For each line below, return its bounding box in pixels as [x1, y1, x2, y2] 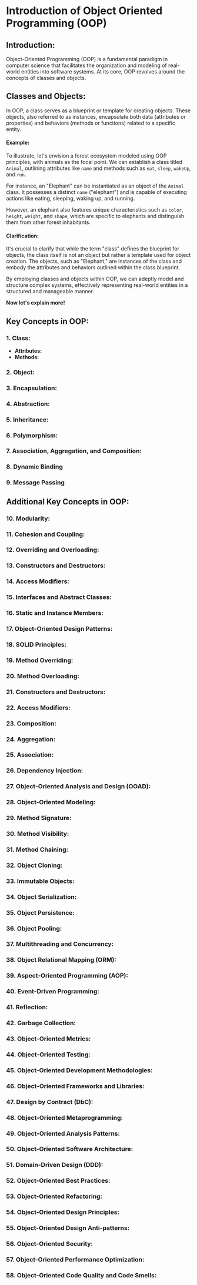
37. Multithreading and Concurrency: [6, 940, 114, 948]
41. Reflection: [6, 1003, 48, 1012]
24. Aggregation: [6, 735, 56, 743]
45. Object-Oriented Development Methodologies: [6, 1066, 153, 1074]
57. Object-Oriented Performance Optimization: [6, 1255, 145, 1263]
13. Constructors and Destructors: [6, 561, 106, 570]
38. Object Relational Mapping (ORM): [6, 956, 116, 964]
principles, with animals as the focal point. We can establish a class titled [6, 159, 183, 166]
